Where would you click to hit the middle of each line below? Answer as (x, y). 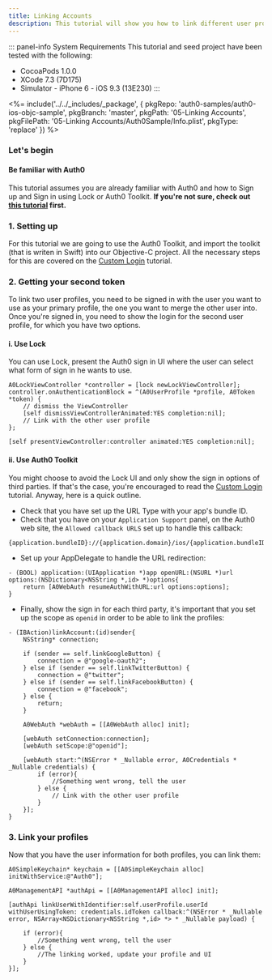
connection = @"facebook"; (83, 689)
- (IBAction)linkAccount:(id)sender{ (72, 633)
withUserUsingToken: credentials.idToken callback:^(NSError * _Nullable (136, 912)
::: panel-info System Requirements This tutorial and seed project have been (136, 46)
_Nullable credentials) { (52, 767)
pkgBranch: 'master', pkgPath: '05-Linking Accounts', (157, 112)
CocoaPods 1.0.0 (48, 70)
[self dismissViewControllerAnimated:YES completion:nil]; (125, 414)
